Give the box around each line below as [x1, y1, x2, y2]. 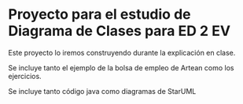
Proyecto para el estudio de [8, 5, 191, 23]
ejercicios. [8, 71, 42, 81]
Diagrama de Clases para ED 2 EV [8, 22, 230, 40]
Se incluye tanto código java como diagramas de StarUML [8, 86, 197, 95]
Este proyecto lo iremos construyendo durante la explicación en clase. [8, 48, 236, 57]
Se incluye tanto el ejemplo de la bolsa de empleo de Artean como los [8, 63, 234, 72]
